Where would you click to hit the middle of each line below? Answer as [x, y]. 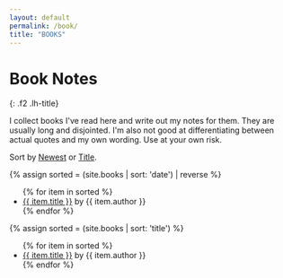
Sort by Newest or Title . [53, 157]
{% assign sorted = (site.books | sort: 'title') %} [97, 229]
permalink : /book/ [44, 26]
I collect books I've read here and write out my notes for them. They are [142, 121]
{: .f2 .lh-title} [34, 103]
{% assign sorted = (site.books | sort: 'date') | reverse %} [115, 175]
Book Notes [53, 78]
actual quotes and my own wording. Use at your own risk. [116, 140]
